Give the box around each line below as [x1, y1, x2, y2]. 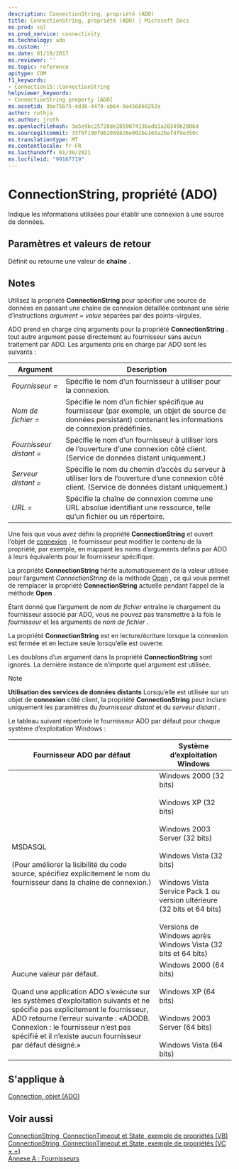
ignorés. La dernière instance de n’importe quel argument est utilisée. [8, 660, 211, 669]
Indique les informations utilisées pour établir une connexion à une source [8, 210, 224, 218]
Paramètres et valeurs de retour [8, 238, 152, 250]
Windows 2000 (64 [159, 960, 225, 970]
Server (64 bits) [159, 1023, 212, 1033]
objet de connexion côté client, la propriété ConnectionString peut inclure [8, 696, 226, 704]
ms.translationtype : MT [8, 136, 79, 143]
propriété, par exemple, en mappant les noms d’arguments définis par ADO [8, 545, 228, 554]
